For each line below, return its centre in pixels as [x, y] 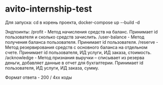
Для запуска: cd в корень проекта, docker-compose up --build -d [72, 22]
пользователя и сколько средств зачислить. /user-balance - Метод [75, 37]
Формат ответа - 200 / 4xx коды [38, 77]
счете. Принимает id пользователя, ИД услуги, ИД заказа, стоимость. [78, 52]
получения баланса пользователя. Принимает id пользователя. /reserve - [82, 42]
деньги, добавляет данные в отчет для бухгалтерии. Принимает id [74, 63]
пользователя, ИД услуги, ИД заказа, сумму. [52, 68]
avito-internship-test [49, 9]
